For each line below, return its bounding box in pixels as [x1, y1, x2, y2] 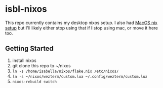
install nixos [12, 58, 37, 63]
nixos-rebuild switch [12, 79, 57, 84]
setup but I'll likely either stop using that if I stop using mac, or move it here [5, 25, 158, 30]
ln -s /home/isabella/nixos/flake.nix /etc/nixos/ [12, 69, 119, 74]
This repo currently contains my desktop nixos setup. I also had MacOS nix [5, 20, 158, 26]
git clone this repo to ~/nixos [12, 62, 71, 68]
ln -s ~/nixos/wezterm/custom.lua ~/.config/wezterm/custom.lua [12, 74, 148, 79]
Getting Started [5, 44, 54, 53]
